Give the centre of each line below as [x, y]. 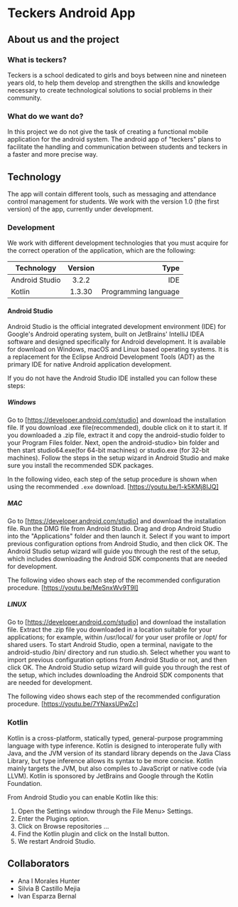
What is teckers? [37, 60]
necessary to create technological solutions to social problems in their [110, 90]
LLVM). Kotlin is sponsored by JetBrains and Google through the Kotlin [110, 776]
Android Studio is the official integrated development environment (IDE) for [117, 327]
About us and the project [63, 40]
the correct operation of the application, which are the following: [102, 251]
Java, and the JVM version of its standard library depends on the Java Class [119, 753]
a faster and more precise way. [53, 154]
